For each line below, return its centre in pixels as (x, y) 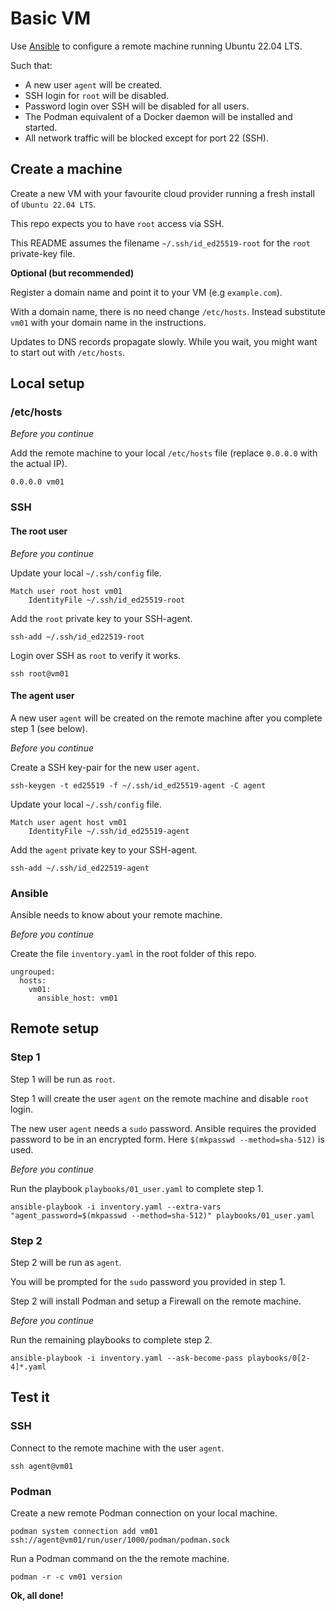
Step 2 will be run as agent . (66, 1263)
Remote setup (55, 1028)
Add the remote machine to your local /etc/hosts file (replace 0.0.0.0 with (164, 453)
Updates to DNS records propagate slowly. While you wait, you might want (164, 341)
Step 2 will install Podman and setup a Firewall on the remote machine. (156, 1301)
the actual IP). (39, 464)
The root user (39, 531)
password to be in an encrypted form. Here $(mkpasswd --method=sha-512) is (167, 1139)
